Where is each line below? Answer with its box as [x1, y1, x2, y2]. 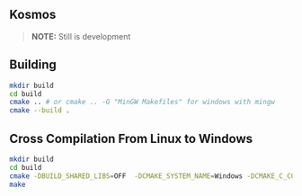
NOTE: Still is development [31, 31, 131, 41]
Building [9, 58, 57, 73]
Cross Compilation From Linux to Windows [9, 130, 253, 147]
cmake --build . [9, 106, 70, 115]
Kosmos [9, 7, 57, 22]
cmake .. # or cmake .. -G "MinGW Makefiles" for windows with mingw [9, 98, 276, 107]
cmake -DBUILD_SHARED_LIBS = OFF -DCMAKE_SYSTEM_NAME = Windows [9, 171, 244, 181]
